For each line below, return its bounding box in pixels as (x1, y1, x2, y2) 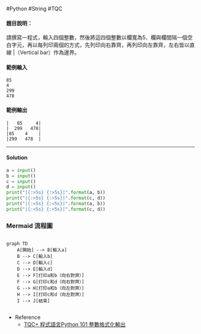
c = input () (6, 178, 36, 184)
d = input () (6, 184, 36, 190)
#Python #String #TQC (6, 5, 63, 12)
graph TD (6, 241, 28, 247)
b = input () (6, 173, 36, 179)
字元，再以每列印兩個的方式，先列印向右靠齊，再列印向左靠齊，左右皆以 (11, 41, 190, 48)
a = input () (6, 167, 36, 173)
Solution (6, 154, 28, 161)
